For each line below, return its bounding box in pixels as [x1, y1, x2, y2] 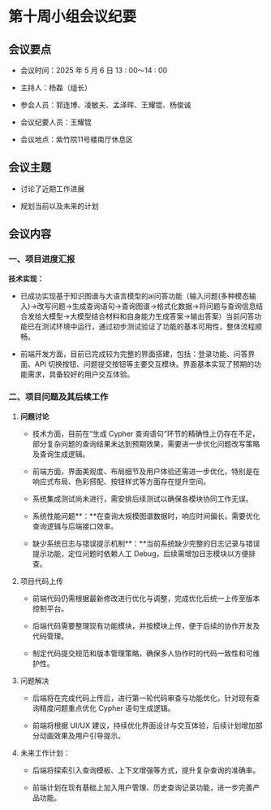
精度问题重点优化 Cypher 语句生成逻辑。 [39, 703, 175, 712]
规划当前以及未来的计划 [19, 201, 99, 211]
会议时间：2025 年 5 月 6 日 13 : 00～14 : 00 [19, 66, 168, 75]
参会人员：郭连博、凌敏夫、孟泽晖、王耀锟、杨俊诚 [19, 100, 191, 110]
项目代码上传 [19, 576, 63, 586]
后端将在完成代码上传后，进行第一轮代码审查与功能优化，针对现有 [32, 693, 253, 703]
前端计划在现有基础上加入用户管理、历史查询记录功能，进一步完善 [32, 782, 253, 792]
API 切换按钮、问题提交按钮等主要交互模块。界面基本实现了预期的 [34, 359, 255, 368]
